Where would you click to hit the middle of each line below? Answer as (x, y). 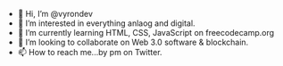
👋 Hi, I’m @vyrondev (55, 14)
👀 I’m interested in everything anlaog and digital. (106, 23)
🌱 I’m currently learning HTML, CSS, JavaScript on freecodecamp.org (146, 33)
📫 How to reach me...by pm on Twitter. (90, 52)
